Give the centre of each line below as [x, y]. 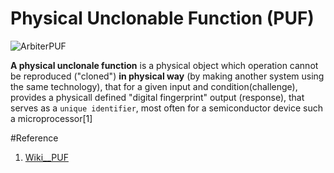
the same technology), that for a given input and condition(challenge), [154, 86]
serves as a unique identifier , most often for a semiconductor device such [166, 108]
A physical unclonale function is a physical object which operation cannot [164, 65]
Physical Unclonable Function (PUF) [162, 18]
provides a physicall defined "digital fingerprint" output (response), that [157, 97]
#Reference [34, 138]
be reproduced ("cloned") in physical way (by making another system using [167, 76]
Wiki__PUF [46, 157]
